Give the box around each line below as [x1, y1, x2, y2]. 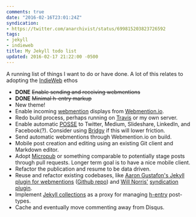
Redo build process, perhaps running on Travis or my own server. [14, 114, 178, 121]
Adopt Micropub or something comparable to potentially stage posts [14, 152, 185, 160]
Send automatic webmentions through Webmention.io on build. [14, 133, 172, 140]
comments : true [6, 8, 45, 15]
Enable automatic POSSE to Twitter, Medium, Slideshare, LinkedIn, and [14, 120, 191, 127]
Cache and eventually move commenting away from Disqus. [14, 203, 165, 211]
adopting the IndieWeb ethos [6, 77, 78, 84]
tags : [6, 31, 20, 37]
